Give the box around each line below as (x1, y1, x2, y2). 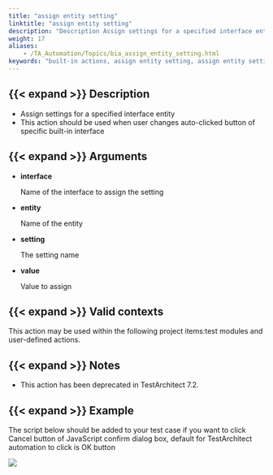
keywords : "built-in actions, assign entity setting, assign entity (8, 58, 245, 66)
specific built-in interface (19, 126, 105, 136)
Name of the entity (19, 218, 84, 228)
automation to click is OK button (8, 442, 116, 451)
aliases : (8, 42, 38, 50)
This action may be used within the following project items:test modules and (8, 326, 263, 336)
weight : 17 (8, 34, 45, 43)
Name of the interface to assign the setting (19, 187, 164, 196)
